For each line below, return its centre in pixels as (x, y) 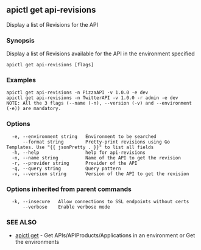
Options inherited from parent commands (69, 189)
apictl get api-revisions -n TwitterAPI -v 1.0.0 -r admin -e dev (92, 98)
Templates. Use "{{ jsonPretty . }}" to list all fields (80, 147)
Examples (21, 80)
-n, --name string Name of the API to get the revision (97, 158)
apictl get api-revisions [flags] (50, 65)
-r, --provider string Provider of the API (75, 163)
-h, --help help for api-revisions (79, 152)
